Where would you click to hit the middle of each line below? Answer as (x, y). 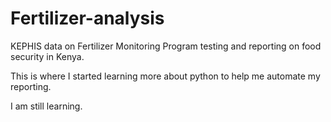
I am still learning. (46, 106)
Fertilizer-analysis (87, 18)
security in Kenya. (47, 56)
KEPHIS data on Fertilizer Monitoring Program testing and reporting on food (166, 46)
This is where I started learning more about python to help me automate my (165, 76)
